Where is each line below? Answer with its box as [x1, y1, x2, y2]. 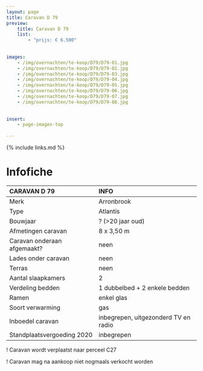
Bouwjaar [9, 216, 36, 225]
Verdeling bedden [9, 283, 60, 292]
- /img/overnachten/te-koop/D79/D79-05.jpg [17, 82, 129, 89]
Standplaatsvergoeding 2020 [9, 330, 93, 339]
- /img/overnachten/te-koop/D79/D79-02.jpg [17, 65, 129, 72]
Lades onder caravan [9, 254, 69, 262]
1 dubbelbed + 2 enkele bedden [98, 283, 190, 292]
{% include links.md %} [6, 144, 65, 151]
